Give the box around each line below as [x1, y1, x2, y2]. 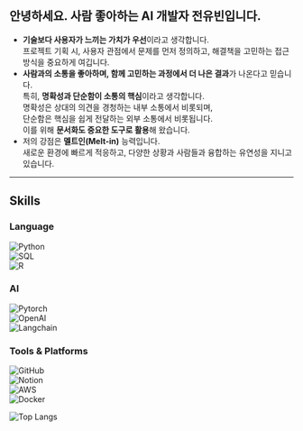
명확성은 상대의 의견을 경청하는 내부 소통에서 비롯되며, [22, 102, 214, 113]
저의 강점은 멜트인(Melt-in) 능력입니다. [22, 135, 161, 146]
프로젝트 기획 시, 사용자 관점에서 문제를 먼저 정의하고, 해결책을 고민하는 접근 [22, 45, 290, 56]
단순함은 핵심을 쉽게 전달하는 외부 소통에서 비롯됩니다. [22, 113, 214, 124]
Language [9, 220, 55, 233]
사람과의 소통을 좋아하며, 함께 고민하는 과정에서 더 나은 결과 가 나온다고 [22, 68, 268, 78]
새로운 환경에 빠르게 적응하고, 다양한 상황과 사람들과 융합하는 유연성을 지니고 [22, 147, 293, 158]
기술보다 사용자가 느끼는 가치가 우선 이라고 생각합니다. [22, 34, 210, 45]
